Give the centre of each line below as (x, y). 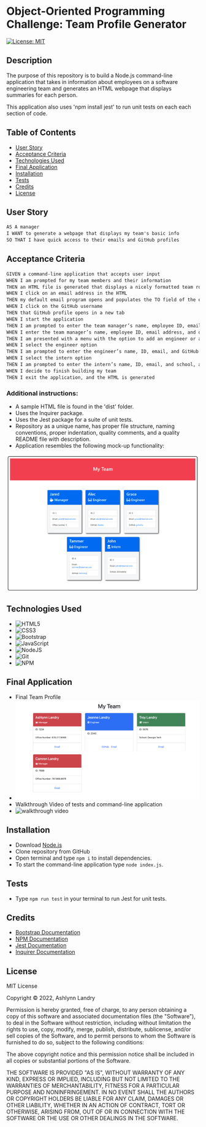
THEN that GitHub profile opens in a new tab (65, 313)
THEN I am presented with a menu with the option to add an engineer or (101, 338)
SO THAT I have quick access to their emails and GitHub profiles (93, 240)
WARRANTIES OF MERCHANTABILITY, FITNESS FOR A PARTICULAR (93, 1086)
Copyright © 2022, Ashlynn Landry (51, 998)
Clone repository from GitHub (52, 851)
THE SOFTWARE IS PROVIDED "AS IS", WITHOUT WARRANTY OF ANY (96, 1073)
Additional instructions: (42, 393)
